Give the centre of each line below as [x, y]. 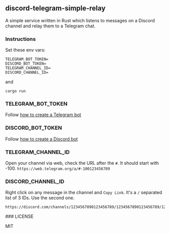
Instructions [21, 39]
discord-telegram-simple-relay [55, 8]
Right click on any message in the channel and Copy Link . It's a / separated [84, 193]
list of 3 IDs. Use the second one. [40, 198]
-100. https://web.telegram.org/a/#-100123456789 [58, 168]
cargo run [16, 91]
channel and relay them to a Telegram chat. [50, 26]
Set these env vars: [25, 50]
